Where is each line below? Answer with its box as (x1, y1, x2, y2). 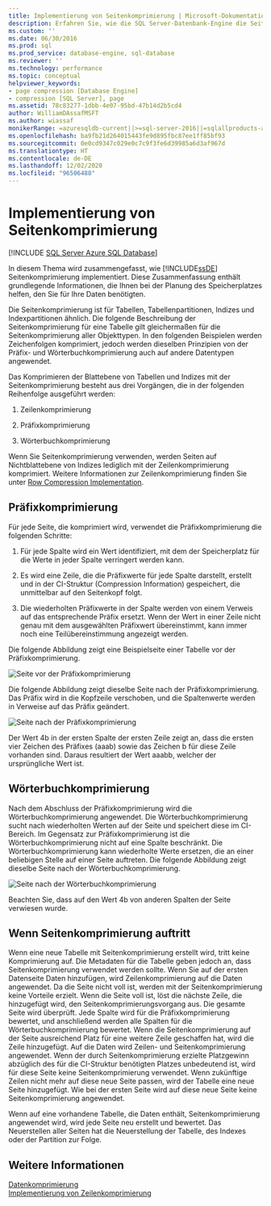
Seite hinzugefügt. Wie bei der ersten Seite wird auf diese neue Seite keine (8, 1085, 257, 1095)
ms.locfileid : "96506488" (8, 169, 95, 177)
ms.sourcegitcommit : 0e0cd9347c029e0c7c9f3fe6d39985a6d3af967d (8, 139, 226, 148)
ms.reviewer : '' (8, 57, 63, 65)
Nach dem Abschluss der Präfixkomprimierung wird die (8, 803, 193, 813)
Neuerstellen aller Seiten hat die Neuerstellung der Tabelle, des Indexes (8, 1126, 246, 1136)
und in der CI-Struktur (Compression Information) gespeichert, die (19, 578, 240, 589)
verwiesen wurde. (8, 903, 69, 912)
